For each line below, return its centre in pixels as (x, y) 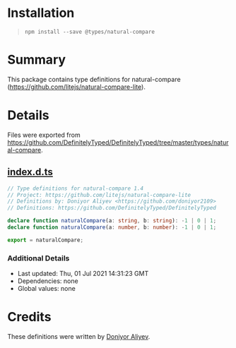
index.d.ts (30, 172)
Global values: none (46, 289)
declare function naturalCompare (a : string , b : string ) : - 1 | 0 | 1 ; (112, 221)
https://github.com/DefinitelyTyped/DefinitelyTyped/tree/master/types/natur (118, 142)
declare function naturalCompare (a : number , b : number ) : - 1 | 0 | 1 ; (112, 227)
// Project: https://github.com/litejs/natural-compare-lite (99, 195)
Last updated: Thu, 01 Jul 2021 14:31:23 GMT (83, 274)
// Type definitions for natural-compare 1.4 (75, 188)
